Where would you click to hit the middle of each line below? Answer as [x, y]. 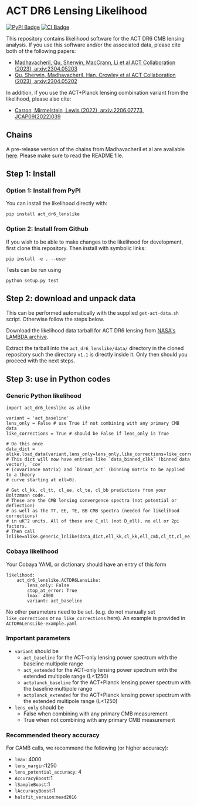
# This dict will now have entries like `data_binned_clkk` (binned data [98, 459]
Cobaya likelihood [32, 551]
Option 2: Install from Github [47, 229]
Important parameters [38, 638]
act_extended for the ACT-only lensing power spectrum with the [100, 670]
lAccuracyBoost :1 [35, 791]
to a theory [21, 475]
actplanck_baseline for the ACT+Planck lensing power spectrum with [107, 682]
